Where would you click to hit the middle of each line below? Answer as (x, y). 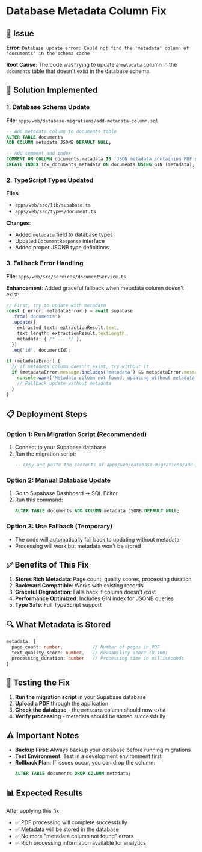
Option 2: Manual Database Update (59, 480)
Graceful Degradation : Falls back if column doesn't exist (85, 592)
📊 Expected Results (44, 793)
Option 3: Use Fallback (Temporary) (60, 527)
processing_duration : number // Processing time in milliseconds (98, 658)
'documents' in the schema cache (48, 54)
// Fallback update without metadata (64, 383)
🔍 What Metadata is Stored (59, 625)
